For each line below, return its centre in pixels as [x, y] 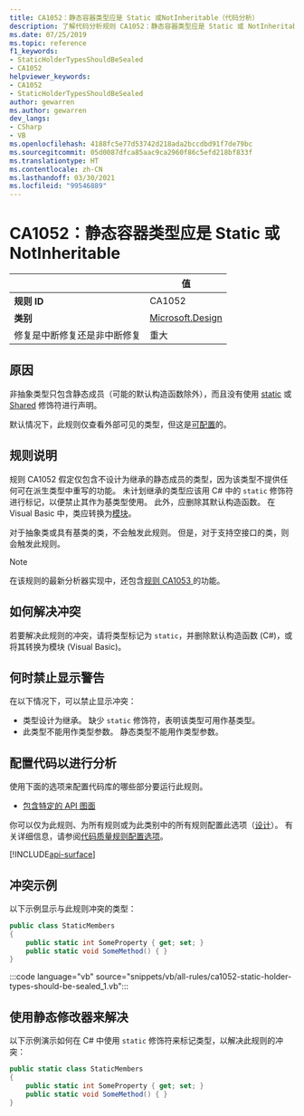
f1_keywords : [34, 52]
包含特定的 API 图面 [59, 806]
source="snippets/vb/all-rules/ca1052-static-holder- [194, 977]
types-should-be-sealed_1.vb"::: [69, 987]
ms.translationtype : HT [54, 161]
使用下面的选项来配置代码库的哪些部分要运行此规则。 [109, 787]
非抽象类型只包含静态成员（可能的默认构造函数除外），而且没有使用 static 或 [151, 394]
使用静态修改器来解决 [69, 1017]
